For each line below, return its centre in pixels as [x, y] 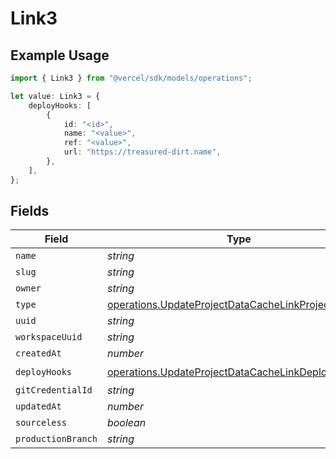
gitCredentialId [54, 390]
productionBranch [56, 439]
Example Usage [60, 55]
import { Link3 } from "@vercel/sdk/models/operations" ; [131, 78]
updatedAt [38, 406]
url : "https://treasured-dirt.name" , [142, 152]
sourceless [41, 423]
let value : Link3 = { [55, 96]
